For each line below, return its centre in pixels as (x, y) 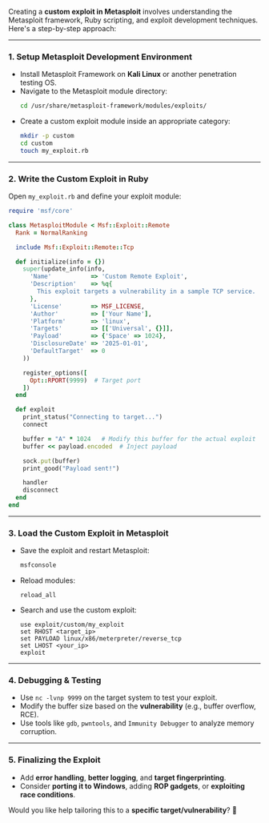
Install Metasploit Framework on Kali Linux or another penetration (128, 74)
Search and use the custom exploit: (78, 610)
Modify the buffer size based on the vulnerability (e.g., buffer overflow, (138, 706)
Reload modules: (48, 580)
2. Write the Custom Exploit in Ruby (78, 179)
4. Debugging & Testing (55, 680)
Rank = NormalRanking (52, 233)
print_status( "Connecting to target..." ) (92, 417)
